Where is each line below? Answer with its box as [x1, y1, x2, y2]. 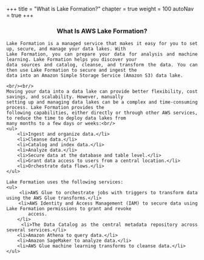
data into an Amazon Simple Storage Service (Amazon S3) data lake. [6, 72, 183, 79]
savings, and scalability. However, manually [6, 94, 123, 100]
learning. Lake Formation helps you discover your [6, 57, 137, 63]
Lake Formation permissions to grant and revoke [6, 206, 132, 212]
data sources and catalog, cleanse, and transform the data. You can [6, 62, 198, 68]
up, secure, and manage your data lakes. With [6, 46, 126, 52]
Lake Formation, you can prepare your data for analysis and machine [6, 51, 198, 57]
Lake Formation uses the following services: [6, 179, 123, 185]
